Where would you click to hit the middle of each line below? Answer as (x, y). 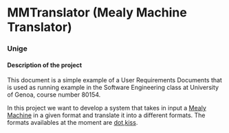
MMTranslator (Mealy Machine (97, 13)
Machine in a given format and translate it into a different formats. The (106, 115)
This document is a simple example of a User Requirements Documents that (115, 80)
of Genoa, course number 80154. (54, 95)
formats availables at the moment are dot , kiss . (73, 123)
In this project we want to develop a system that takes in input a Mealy (107, 108)
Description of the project (45, 65)
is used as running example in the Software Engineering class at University (113, 88)
